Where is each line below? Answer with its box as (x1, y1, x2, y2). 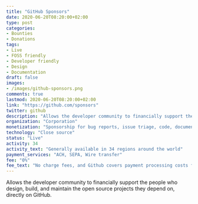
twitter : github (6, 108, 46, 114)
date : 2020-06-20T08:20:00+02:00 (6, 14, 88, 20)
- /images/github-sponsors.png (6, 86, 83, 92)
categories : (6, 25, 35, 31)
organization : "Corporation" (6, 119, 78, 125)
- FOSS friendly (6, 53, 46, 59)
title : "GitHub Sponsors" (6, 8, 70, 15)
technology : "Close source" (6, 129, 75, 136)
